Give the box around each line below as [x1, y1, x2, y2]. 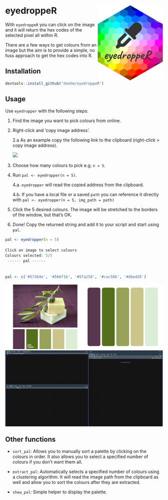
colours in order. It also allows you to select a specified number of [12, 453, 148, 460]
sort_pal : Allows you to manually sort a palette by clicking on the [12, 448, 146, 454]
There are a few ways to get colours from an [5, 42, 96, 48]
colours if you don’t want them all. [12, 459, 82, 465]
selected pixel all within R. [5, 32, 58, 38]
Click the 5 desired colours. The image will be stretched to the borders [12, 207, 158, 213]
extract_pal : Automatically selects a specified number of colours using [12, 468, 159, 475]
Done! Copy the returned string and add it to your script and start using [12, 222, 159, 228]
